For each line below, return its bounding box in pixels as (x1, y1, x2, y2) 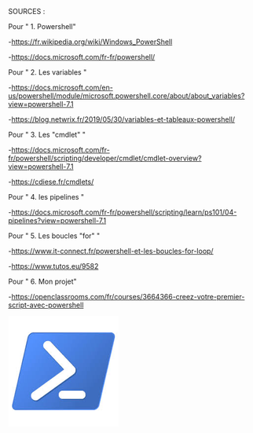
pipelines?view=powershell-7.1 (8, 216, 107, 225)
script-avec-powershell (8, 300, 84, 310)
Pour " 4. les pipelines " (8, 193, 85, 201)
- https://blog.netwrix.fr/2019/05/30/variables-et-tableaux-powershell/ (8, 115, 236, 124)
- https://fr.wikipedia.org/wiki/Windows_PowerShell (8, 37, 173, 46)
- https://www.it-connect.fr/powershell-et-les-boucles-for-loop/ (8, 247, 214, 255)
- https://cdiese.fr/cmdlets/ (8, 177, 94, 186)
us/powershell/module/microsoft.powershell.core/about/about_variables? (8, 91, 245, 101)
